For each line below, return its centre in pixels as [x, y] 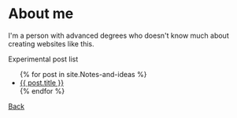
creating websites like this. [51, 43]
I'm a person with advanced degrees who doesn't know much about [119, 35]
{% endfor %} [42, 90]
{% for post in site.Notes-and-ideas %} [83, 74]
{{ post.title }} [42, 83]
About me [41, 14]
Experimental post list [43, 59]
